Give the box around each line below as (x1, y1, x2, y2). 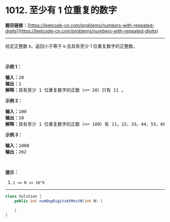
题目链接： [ (5, 22, 29, 28)
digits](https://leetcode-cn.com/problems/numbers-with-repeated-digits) (5, 28, 158, 34)
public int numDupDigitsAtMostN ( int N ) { (14, 198, 103, 203)
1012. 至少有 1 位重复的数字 (5, 5, 117, 16)
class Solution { (5, 194, 42, 199)
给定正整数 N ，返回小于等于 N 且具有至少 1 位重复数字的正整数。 (5, 43, 138, 49)
